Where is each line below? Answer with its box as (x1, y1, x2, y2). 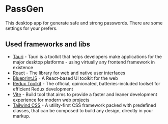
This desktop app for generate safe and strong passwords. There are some (5, 20, 163, 26)
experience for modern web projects (12, 97, 90, 103)
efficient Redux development (12, 86, 73, 92)
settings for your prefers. (5, 25, 58, 31)
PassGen (5, 3, 44, 15)
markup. (12, 113, 31, 119)
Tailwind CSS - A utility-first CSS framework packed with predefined (12, 102, 156, 108)
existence (12, 64, 34, 70)
